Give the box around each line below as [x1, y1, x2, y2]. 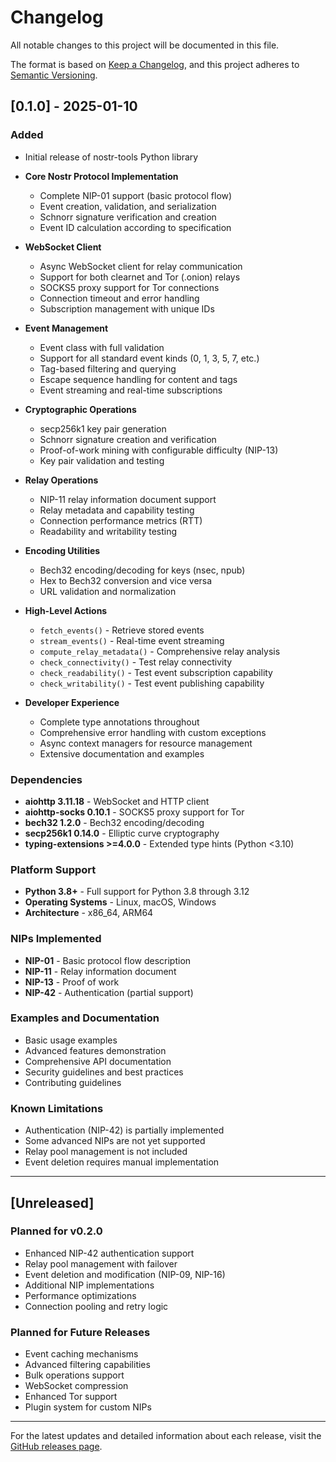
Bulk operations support [24, 1369, 125, 1381]
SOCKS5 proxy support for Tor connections [39, 281, 220, 293]
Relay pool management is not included [24, 1146, 188, 1158]
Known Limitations [10, 1101, 104, 1115]
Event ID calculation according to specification [39, 221, 232, 233]
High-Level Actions [24, 604, 108, 616]
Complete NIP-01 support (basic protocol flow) [39, 189, 233, 201]
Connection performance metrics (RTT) [39, 514, 203, 526]
